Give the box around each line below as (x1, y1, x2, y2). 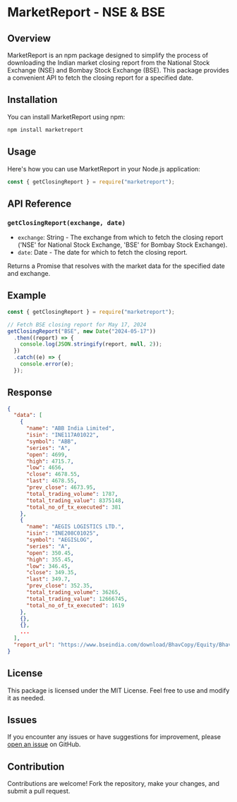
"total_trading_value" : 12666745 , (25, 595, 128, 602)
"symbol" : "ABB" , (25, 438, 78, 445)
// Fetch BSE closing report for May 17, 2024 (7, 321, 147, 328)
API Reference (7, 198, 72, 209)
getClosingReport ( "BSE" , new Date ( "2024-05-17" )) (7, 327, 157, 335)
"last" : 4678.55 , (25, 478, 78, 485)
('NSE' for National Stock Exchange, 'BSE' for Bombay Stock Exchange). (17, 241, 228, 249)
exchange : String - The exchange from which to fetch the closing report (17, 233, 224, 242)
